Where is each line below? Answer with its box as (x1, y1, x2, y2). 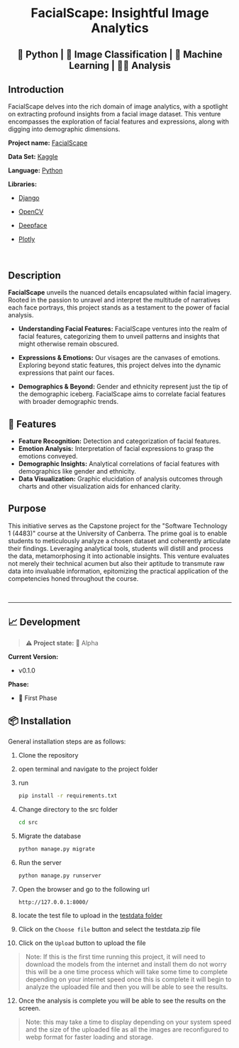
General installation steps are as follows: (8, 737, 126, 746)
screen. (18, 1003, 41, 1012)
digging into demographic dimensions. (8, 125, 121, 133)
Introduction (8, 83, 65, 95)
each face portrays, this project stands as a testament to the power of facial (8, 303, 230, 312)
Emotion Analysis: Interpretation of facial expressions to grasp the (18, 444, 214, 453)
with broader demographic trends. (18, 398, 119, 406)
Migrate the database (18, 832, 82, 841)
